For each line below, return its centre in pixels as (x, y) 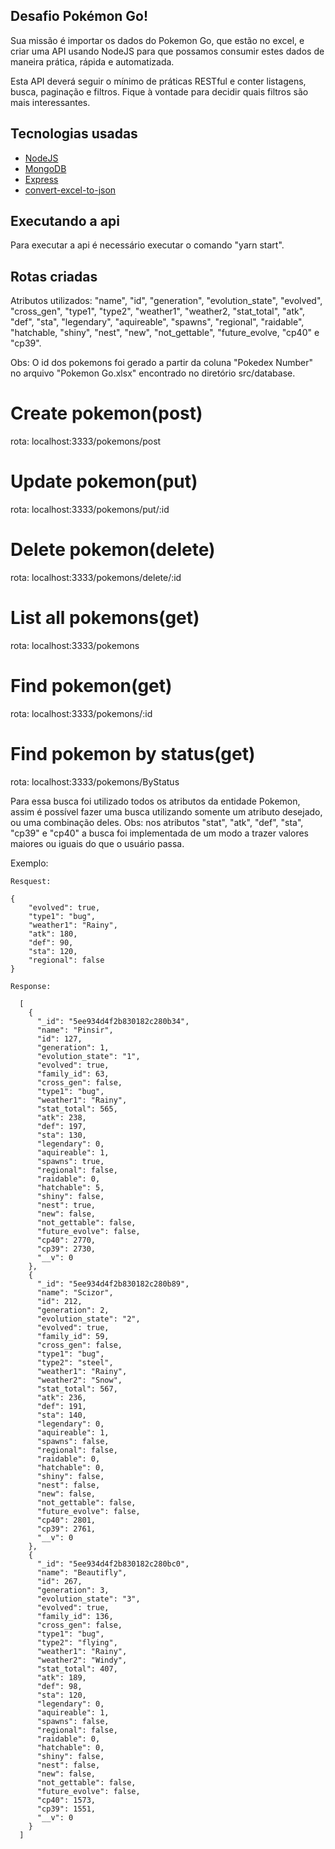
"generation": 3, (73, 1590)
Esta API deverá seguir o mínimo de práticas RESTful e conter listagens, (158, 81)
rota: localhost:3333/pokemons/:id (81, 713)
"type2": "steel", (75, 1362)
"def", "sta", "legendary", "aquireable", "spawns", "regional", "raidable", (157, 322)
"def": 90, (51, 942)
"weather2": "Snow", (79, 1380)
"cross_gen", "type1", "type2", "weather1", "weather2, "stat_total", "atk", (158, 311)
